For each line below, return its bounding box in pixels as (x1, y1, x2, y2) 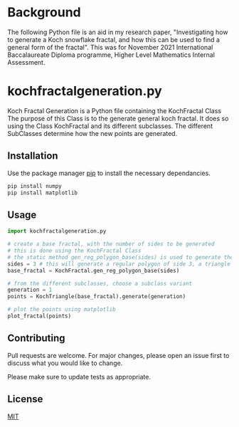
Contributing (7, 332, 65, 344)
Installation (7, 150, 58, 162)
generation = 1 (7, 286, 53, 294)
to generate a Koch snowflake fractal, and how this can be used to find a (7, 35, 221, 43)
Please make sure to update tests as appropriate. (7, 372, 152, 381)
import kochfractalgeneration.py (7, 228, 107, 235)
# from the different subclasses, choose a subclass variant (7, 280, 193, 287)
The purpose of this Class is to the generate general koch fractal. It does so (7, 114, 229, 122)
